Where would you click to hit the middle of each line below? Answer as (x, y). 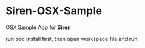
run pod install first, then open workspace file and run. (72, 39)
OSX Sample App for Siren (38, 27)
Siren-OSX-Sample (54, 11)
